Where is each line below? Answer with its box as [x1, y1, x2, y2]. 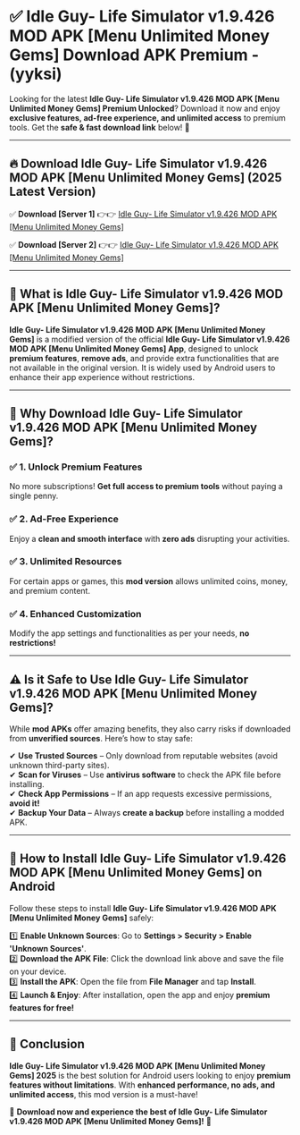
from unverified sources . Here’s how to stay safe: [9, 733, 194, 743]
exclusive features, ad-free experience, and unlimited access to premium [9, 112, 286, 123]
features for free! [9, 1002, 74, 1012]
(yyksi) [9, 64, 62, 84]
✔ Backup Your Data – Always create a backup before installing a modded [9, 807, 285, 817]
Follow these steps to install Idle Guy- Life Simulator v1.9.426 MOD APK [9, 902, 277, 913]
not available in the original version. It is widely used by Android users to [9, 362, 276, 373]
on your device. [9, 966, 67, 977]
